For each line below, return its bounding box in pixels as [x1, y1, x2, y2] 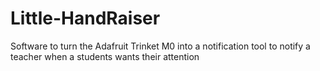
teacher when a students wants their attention [10, 50, 200, 62]
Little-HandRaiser [10, 7, 161, 30]
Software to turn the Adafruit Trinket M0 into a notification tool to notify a [10, 40, 311, 52]
